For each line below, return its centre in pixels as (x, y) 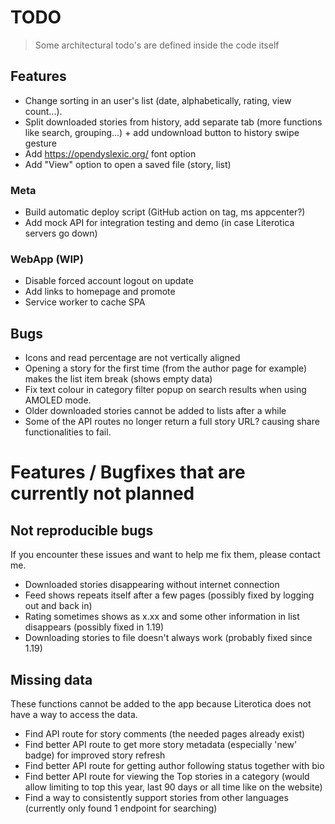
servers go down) (61, 233)
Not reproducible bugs (82, 530)
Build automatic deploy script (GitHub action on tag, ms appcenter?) (165, 212)
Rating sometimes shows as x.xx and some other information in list (162, 617)
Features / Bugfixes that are (128, 472)
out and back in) (58, 606)
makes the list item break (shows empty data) (118, 379)
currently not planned (102, 493)
